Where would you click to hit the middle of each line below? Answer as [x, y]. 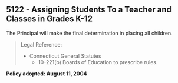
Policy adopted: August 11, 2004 [47, 74]
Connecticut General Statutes [65, 56]
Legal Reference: [41, 44]
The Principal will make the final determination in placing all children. [89, 33]
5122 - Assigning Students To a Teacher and [89, 10]
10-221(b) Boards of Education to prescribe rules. [98, 62]
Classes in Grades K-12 [50, 19]
